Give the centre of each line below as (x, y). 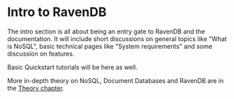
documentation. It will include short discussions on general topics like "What (117, 38)
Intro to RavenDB (57, 12)
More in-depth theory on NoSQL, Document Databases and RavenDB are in (116, 80)
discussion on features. (41, 54)
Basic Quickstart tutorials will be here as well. (72, 67)
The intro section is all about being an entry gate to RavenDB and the (106, 31)
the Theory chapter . (36, 88)
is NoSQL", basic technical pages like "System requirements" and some (110, 46)
